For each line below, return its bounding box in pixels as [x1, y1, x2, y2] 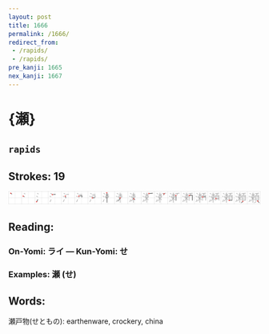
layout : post [8, 13, 52, 21]
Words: [8, 294, 46, 308]
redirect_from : [8, 38, 59, 46]
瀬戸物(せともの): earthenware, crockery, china [8, 316, 164, 326]
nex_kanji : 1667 [8, 72, 62, 80]
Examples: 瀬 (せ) [8, 269, 77, 280]
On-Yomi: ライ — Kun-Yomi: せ [8, 245, 128, 256]
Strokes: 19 [8, 169, 66, 183]
